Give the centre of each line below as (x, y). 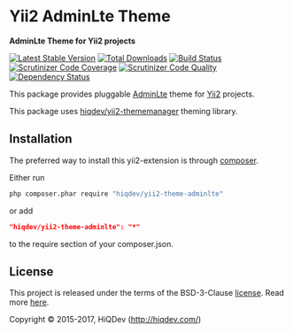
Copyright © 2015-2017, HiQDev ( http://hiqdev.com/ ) (105, 320)
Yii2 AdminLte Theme (90, 16)
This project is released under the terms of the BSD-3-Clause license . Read (147, 293)
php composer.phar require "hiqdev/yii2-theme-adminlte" (116, 194)
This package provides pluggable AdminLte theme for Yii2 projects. (132, 94)
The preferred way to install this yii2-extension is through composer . (134, 160)
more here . (29, 302)
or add (21, 211)
